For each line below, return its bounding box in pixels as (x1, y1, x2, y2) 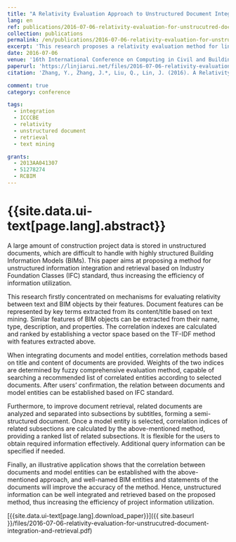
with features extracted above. (7, 337, 96, 346)
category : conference (7, 89, 71, 96)
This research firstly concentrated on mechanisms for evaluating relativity (7, 292, 221, 301)
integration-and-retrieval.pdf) (7, 526, 93, 535)
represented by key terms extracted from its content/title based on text (7, 307, 213, 315)
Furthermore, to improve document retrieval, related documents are (7, 402, 203, 410)
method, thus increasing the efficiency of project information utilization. (7, 498, 214, 506)
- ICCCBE (13, 114, 39, 122)
